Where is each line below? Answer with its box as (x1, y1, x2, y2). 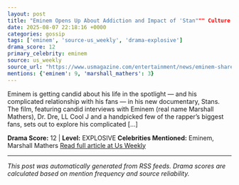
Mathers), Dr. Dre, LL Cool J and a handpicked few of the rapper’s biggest (7, 112, 224, 121)
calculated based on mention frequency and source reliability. (7, 169, 190, 178)
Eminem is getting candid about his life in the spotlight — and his (7, 90, 197, 98)
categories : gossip (7, 30, 65, 38)
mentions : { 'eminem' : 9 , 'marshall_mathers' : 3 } (7, 70, 154, 77)
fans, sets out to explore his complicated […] (7, 120, 139, 128)
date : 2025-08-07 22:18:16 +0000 (7, 23, 107, 31)
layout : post (7, 10, 46, 18)
